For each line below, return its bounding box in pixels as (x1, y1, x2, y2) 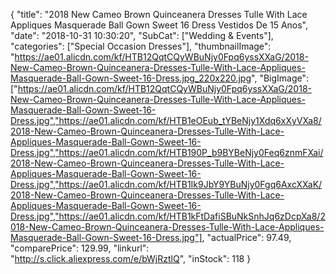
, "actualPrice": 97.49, (201, 232, 292, 243)
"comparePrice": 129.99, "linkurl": (10, 242, 150, 254)
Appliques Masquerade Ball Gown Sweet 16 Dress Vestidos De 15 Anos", (10, 19, 309, 31)
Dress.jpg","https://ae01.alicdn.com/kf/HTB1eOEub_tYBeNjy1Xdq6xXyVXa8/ (10, 115, 322, 126)
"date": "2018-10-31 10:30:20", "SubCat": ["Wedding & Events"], (10, 30, 274, 41)
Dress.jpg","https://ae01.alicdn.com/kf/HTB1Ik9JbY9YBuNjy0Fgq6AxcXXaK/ (10, 179, 323, 190)
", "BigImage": (251, 72, 310, 84)
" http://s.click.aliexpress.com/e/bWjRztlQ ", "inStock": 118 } (10, 253, 252, 264)
